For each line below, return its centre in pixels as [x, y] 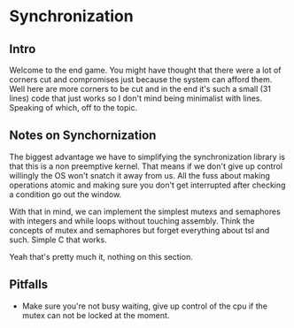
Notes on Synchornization [83, 136]
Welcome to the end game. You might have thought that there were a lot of [145, 70]
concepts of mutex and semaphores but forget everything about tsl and [139, 230]
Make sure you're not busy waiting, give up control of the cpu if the [145, 306]
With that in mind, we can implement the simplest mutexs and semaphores [145, 211]
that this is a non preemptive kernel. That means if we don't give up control [146, 166]
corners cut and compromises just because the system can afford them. [141, 80]
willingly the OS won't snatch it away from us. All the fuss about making [139, 175]
